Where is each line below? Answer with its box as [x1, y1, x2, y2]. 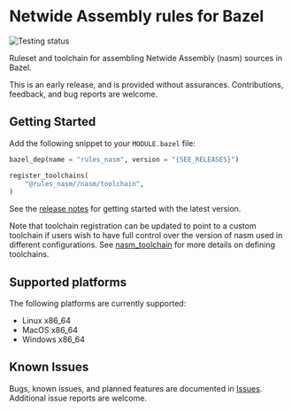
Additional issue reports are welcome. [9, 393, 148, 403]
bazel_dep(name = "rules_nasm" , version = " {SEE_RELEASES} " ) [9, 155, 240, 164]
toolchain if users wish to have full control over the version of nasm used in [9, 230, 283, 241]
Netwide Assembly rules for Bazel [9, 6, 265, 27]
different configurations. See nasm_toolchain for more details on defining [9, 239, 276, 250]
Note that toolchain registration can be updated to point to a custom [9, 221, 257, 231]
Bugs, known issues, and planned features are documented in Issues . [9, 383, 263, 393]
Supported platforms [9, 275, 127, 290]
